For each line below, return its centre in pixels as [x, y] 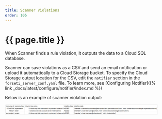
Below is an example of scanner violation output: [54, 98]
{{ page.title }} [35, 40]
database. [15, 59]
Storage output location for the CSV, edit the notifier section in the [73, 78]
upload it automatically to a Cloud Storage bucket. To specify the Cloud [76, 73]
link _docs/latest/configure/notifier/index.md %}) [54, 88]
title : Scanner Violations [32, 10]
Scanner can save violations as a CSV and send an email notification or [76, 68]
